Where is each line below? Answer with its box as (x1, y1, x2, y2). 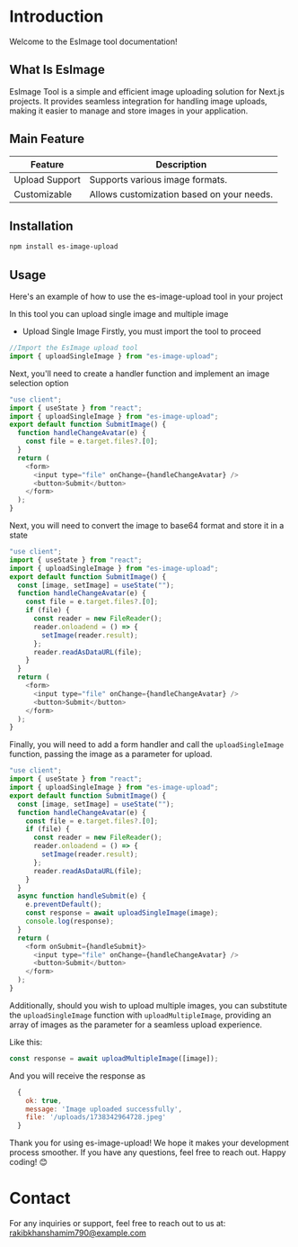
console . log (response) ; (25, 917, 115, 926)
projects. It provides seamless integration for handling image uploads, (9, 95, 267, 106)
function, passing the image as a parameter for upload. (9, 749, 213, 760)
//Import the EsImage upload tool (9, 344, 139, 353)
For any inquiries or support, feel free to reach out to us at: (9, 1218, 226, 1229)
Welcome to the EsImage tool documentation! (9, 36, 178, 47)
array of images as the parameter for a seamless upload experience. (9, 1019, 263, 1030)
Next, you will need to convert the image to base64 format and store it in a (9, 520, 285, 531)
